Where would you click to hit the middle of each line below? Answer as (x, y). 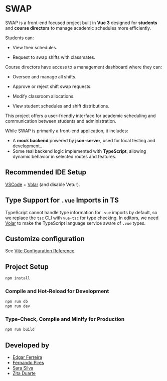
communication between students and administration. (61, 121)
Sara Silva (23, 368)
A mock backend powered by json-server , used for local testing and (84, 140)
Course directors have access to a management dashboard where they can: (83, 67)
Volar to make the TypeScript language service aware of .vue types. (75, 223)
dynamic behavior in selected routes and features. (64, 156)
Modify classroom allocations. (43, 96)
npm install (18, 278)
